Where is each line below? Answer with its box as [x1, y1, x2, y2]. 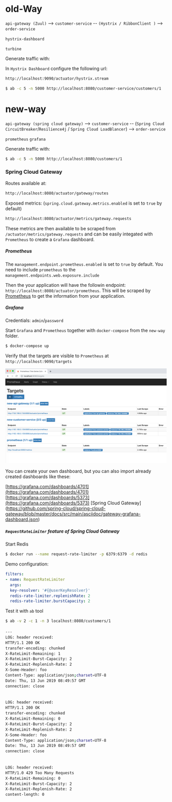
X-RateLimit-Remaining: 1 [5, 651, 60, 656]
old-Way [5, 3, 42, 15]
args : [10, 582, 22, 588]
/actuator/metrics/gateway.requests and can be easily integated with [5, 231, 153, 237]
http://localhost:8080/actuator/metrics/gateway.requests [5, 216, 132, 221]
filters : [5, 572, 24, 577]
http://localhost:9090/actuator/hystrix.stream [5, 76, 109, 81]
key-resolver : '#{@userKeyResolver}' [10, 588, 91, 593]
